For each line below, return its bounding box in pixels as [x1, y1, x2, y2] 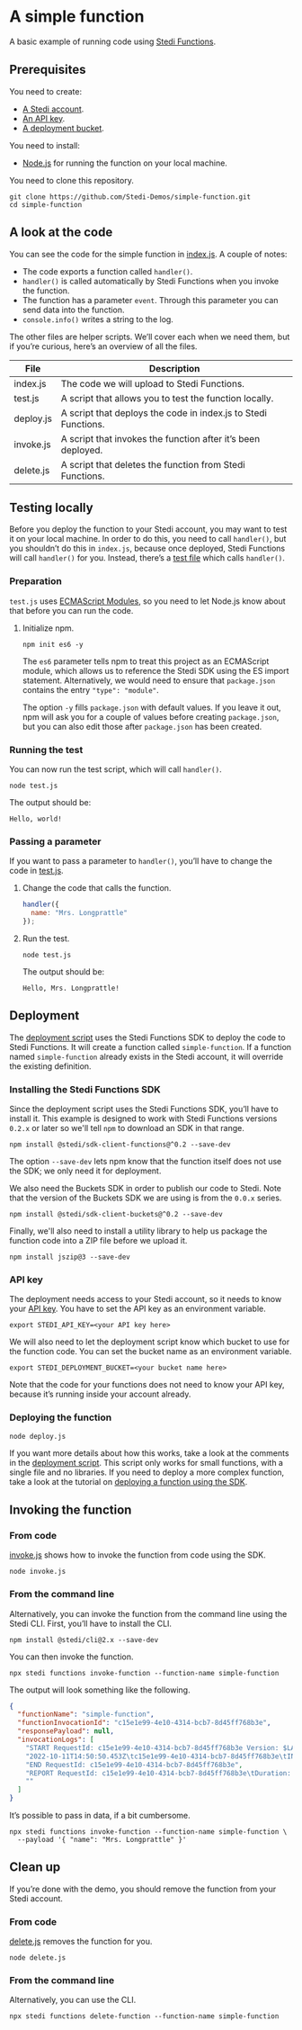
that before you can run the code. [9, 605, 134, 615]
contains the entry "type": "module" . [22, 684, 159, 695]
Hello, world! [9, 814, 63, 823]
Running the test [9, 743, 84, 756]
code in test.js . [9, 866, 65, 876]
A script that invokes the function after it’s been [60, 432, 261, 445]
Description [148, 362, 200, 374]
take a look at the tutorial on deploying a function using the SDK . [9, 1476, 248, 1487]
